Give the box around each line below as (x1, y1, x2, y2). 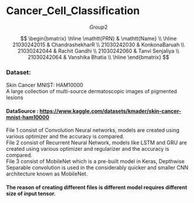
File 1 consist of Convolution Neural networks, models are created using (6, 127, 180, 134)
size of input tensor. (6, 190, 56, 197)
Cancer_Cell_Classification (6, 4, 140, 18)
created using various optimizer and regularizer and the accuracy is (6, 146, 169, 153)
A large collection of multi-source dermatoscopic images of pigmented (6, 88, 178, 95)
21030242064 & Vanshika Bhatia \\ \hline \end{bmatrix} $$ (27, 53, 169, 60)
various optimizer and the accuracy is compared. (6, 133, 125, 140)
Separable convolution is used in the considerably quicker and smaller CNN (6, 164, 189, 171)
